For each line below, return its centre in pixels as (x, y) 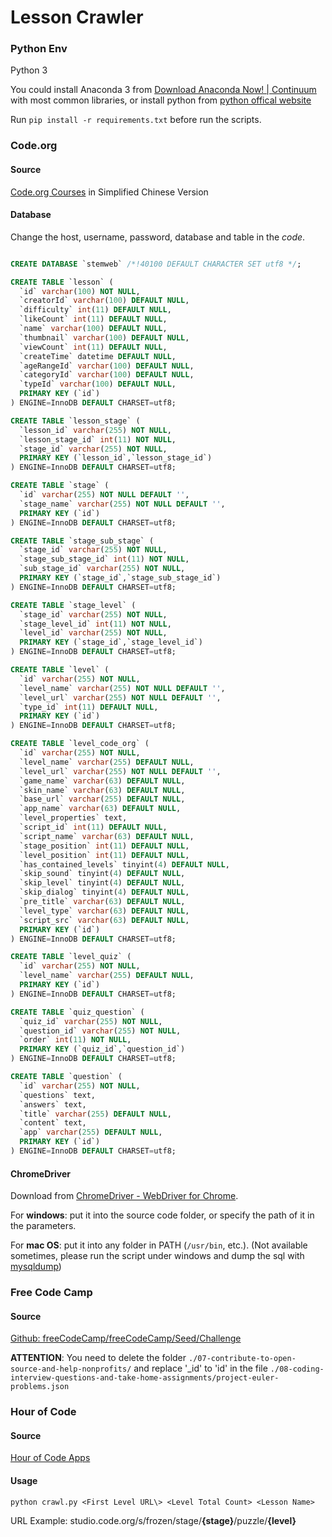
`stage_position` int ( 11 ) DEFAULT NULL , (104, 846)
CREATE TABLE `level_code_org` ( (80, 744)
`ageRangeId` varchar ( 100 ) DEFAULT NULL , (107, 366)
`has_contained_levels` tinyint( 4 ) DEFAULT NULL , (124, 864)
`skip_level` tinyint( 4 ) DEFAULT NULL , (102, 883)
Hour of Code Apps (50, 1458)
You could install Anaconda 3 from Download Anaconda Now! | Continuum (163, 90)
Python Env (39, 49)
